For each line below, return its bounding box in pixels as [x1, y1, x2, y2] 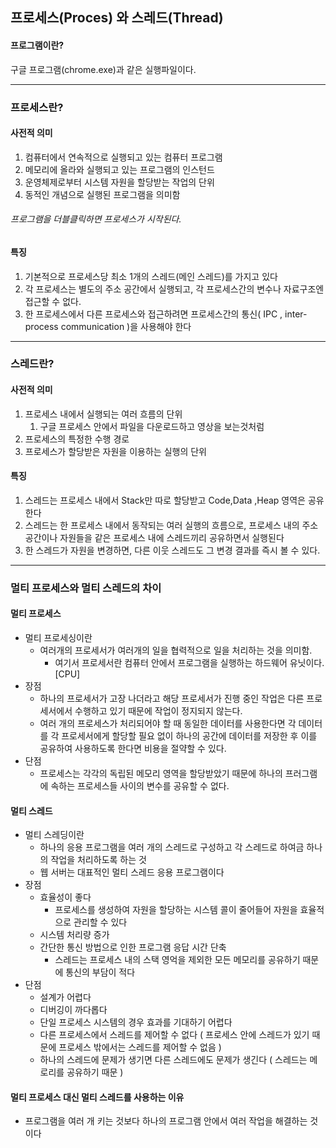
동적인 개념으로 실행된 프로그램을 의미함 [24, 188, 181, 200]
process [24, 320, 59, 332]
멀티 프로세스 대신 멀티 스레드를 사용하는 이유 [10, 1091, 185, 1103]
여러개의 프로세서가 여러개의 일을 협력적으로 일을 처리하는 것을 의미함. [39, 644, 313, 656]
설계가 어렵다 [39, 991, 92, 1003]
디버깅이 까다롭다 [39, 1004, 108, 1016]
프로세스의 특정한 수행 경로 [24, 433, 130, 445]
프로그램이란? [10, 39, 65, 51]
